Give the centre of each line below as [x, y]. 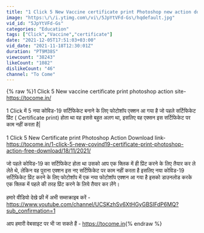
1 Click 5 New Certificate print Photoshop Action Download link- [86, 138]
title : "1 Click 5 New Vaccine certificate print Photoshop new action [99, 12]
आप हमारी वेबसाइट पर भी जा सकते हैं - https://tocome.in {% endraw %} [84, 224]
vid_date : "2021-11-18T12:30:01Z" [50, 46]
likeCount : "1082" [29, 63]
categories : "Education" [38, 29]
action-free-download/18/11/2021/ [49, 151]
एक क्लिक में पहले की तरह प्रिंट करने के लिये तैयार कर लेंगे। [63, 184]
